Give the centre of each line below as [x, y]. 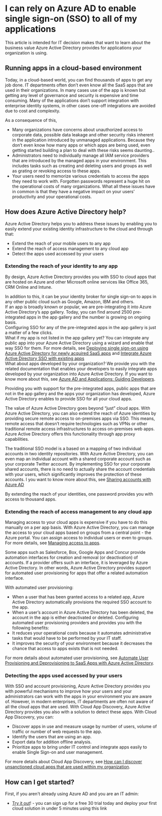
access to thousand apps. [31, 499]
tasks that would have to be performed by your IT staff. [67, 638]
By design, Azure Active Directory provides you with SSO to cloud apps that [81, 277]
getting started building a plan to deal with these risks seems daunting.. [83, 150]
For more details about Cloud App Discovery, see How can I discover [74, 762]
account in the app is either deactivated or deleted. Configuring [75, 617]
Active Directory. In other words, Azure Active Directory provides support [78, 568]
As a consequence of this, [31, 120]
